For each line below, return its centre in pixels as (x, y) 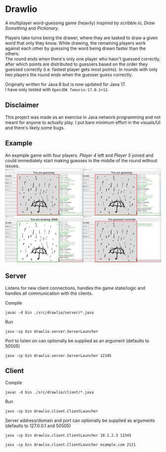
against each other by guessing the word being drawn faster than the (76, 48)
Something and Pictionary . (32, 28)
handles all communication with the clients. (49, 293)
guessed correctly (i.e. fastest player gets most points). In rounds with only (82, 69)
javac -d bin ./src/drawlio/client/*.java (49, 392)
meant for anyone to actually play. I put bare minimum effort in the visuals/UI (83, 122)
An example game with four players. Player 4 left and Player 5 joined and (79, 155)
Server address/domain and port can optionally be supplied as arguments (80, 421)
